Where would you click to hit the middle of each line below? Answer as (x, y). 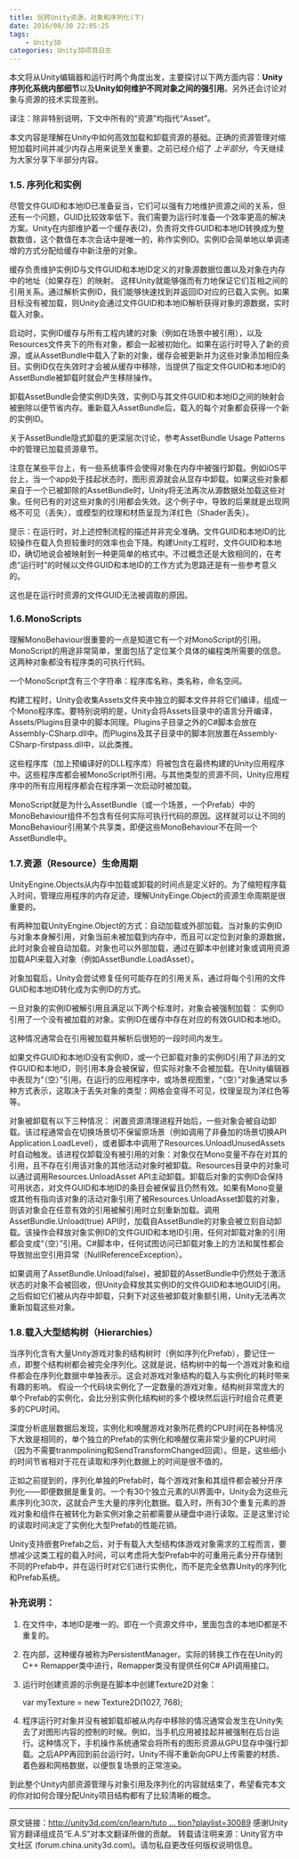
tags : (19, 34)
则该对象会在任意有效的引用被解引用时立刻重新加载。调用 (114, 1210)
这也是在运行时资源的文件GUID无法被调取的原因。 (101, 595)
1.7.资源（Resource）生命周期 (74, 863)
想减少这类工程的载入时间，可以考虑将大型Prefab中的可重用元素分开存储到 (146, 1555)
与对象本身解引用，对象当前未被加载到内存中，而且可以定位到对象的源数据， (149, 937)
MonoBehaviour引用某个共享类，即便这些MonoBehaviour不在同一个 (133, 827)
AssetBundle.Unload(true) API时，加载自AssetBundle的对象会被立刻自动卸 (145, 1221)
